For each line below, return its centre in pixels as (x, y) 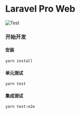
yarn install (19, 61)
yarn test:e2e (20, 107)
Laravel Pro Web (40, 9)
